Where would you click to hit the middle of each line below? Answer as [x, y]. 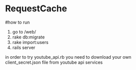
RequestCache [36, 9]
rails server [24, 47]
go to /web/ [24, 32]
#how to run [18, 22]
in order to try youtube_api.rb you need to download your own [68, 57]
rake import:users [30, 42]
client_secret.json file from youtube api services [54, 62]
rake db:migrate [28, 37]
